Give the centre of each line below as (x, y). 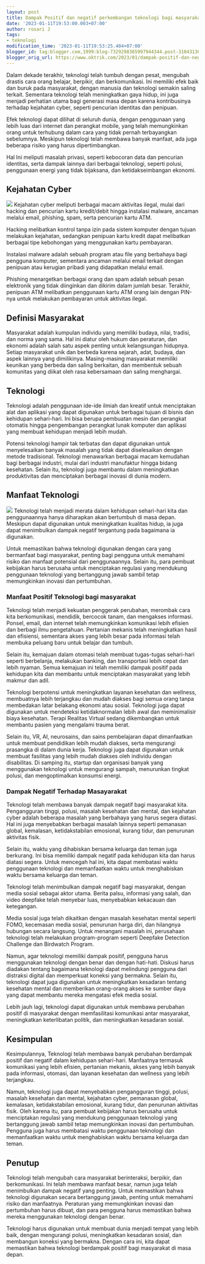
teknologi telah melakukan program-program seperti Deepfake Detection (98, 938)
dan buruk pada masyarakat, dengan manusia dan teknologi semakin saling (101, 88)
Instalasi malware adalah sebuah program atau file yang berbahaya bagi (97, 254)
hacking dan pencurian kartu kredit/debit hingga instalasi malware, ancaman (103, 211)
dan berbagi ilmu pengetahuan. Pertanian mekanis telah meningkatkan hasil (102, 630)
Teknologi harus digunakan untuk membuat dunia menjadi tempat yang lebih (103, 1229)
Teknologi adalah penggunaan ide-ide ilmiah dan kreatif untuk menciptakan (101, 406)
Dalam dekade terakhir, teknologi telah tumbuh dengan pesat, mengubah (98, 75)
